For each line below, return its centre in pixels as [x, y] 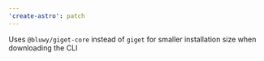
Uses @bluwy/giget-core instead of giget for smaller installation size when [132, 39]
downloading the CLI [43, 48]
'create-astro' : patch [47, 16]
